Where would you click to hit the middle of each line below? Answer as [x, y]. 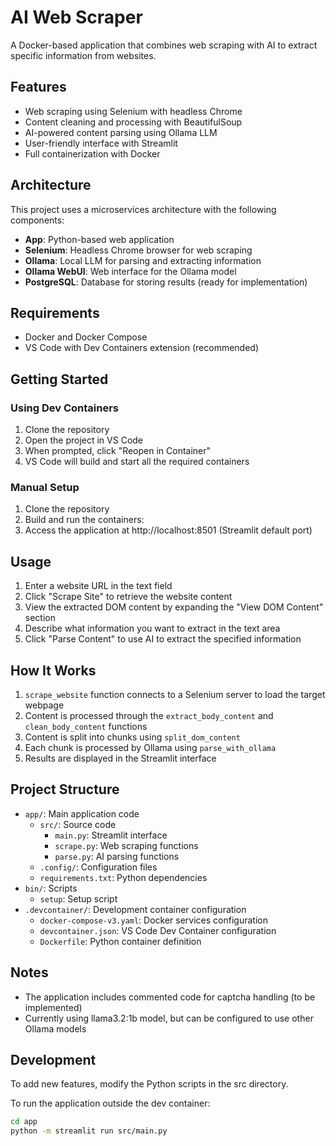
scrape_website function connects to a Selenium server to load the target [175, 694]
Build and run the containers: [84, 520]
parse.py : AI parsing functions [117, 856]
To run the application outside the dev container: [110, 1103]
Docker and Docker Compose [86, 337]
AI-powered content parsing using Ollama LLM [121, 132]
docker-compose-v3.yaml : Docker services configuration [153, 920]
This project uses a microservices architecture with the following [143, 209]
